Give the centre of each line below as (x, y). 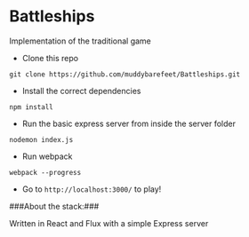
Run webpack (47, 156)
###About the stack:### (54, 206)
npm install (31, 107)
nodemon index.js (41, 139)
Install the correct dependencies (81, 91)
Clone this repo (50, 58)
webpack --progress (45, 172)
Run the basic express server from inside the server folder (129, 123)
